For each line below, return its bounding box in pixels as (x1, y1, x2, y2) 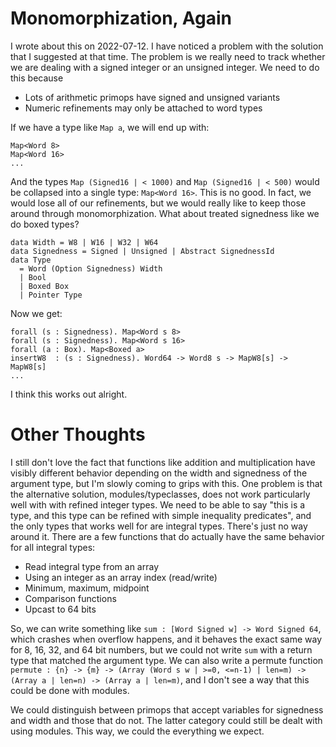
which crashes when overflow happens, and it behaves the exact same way (10, 633, 323, 645)
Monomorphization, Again (10, 7, 232, 30)
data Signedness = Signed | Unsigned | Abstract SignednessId (10, 246, 275, 256)
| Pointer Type (19, 290, 83, 300)
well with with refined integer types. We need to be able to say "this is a (10, 498, 306, 511)
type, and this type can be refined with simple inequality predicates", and (10, 509, 312, 521)
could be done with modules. (10, 684, 130, 696)
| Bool (19, 272, 47, 282)
